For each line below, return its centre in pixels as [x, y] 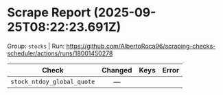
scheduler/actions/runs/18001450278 [60, 53]
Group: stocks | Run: [36, 46]
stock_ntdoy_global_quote [53, 81]
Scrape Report [49, 13]
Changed [117, 70]
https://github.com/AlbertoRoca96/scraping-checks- [141, 46]
